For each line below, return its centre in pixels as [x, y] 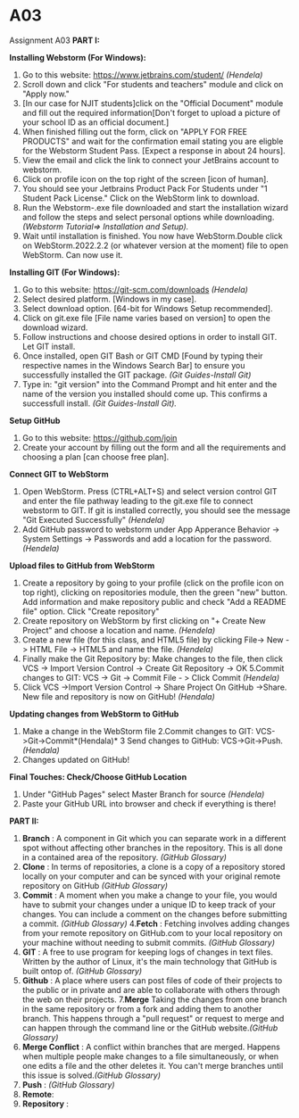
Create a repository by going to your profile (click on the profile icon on [153, 583]
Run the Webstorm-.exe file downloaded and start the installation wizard [155, 207]
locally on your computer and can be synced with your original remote [151, 876]
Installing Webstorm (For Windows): [78, 57]
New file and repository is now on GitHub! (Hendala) [119, 696]
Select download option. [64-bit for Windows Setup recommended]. [147, 308]
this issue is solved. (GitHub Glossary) [91, 1075]
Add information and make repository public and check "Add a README [154, 601]
